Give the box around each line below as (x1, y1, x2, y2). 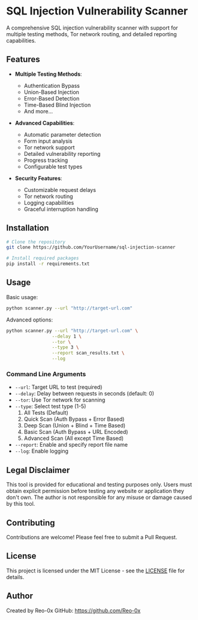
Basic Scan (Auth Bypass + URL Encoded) (23, 429, 128, 436)
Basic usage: (6, 293, 38, 300)
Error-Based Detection (23, 95, 80, 102)
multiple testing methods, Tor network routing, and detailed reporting (6, 30, 177, 37)
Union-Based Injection (23, 88, 80, 96)
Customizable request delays (23, 186, 96, 193)
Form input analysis (23, 137, 73, 144)
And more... (23, 107, 53, 115)
